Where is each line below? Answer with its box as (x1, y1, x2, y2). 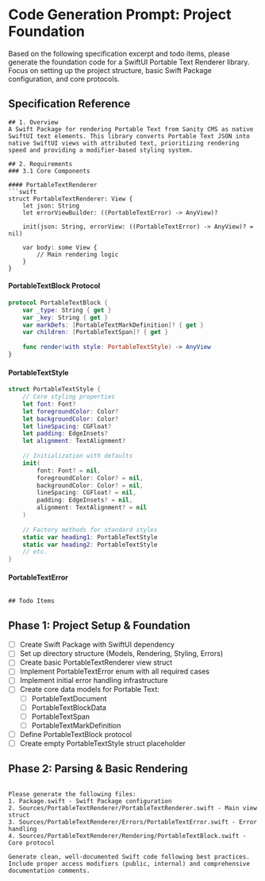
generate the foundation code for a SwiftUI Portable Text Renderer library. (8, 57, 250, 67)
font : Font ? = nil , (36, 467, 102, 475)
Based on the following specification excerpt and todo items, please (8, 49, 230, 58)
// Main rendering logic (36, 250, 119, 258)
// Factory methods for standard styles (22, 526, 158, 534)
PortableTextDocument (31, 693, 107, 703)
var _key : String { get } (22, 313, 109, 321)
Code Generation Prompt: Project (8, 6, 232, 24)
